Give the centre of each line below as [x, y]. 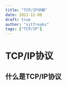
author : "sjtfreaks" [27, 24]
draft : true [18, 19]
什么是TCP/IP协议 [33, 77]
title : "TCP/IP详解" [26, 10]
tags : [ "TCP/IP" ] [24, 29]
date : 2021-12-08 [24, 15]
